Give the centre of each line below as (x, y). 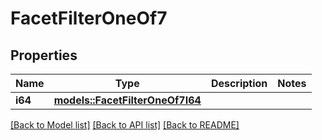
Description (239, 83)
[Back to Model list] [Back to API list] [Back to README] (125, 125)
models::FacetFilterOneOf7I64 (127, 100)
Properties (44, 55)
